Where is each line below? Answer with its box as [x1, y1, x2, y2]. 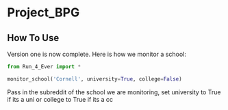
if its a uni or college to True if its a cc [7, 95, 114, 103]
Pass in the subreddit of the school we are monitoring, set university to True [7, 87, 221, 96]
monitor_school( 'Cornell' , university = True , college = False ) [7, 75, 183, 83]
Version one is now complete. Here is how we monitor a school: [7, 50, 186, 58]
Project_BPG [7, 5, 80, 20]
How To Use [7, 32, 60, 44]
